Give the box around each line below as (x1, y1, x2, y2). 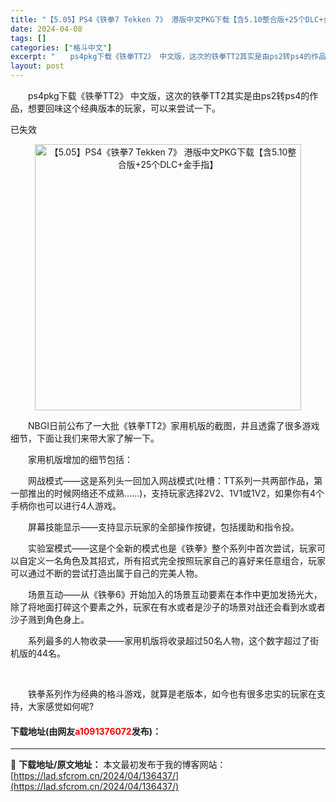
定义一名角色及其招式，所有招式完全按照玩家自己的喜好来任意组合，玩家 (27, 555, 326, 566)
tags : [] (10, 33, 47, 43)
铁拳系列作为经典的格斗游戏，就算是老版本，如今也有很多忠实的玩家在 (27, 688, 317, 700)
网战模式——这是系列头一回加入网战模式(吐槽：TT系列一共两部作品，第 (27, 475, 323, 486)
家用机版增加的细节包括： (27, 454, 133, 465)
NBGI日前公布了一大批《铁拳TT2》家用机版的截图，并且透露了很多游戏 (27, 420, 320, 431)
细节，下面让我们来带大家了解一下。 (10, 432, 160, 444)
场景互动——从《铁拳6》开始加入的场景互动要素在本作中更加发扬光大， (27, 589, 323, 600)
